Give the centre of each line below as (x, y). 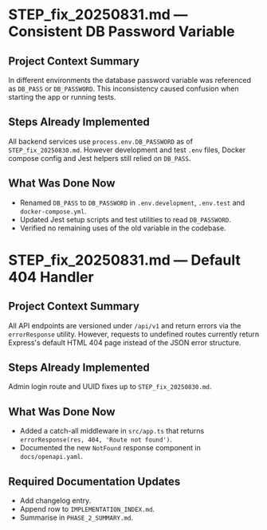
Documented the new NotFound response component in (110, 448)
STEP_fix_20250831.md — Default (124, 260)
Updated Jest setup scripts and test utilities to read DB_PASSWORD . (125, 219)
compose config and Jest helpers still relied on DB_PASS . (100, 158)
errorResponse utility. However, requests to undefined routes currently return (134, 334)
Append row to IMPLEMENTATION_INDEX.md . (87, 509)
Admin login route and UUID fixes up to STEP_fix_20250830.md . (110, 387)
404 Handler (51, 277)
